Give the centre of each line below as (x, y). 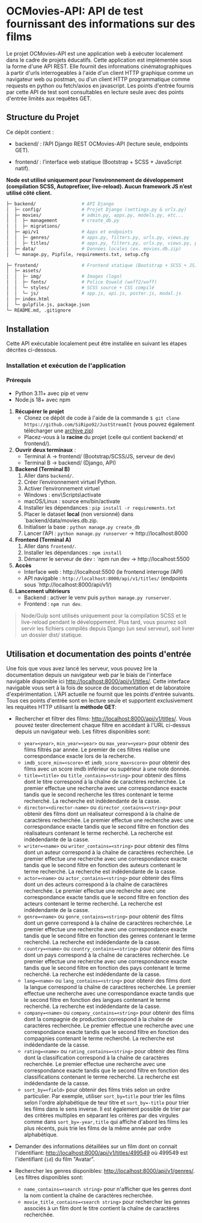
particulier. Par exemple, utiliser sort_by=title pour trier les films (104, 1096)
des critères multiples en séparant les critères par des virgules (101, 1115)
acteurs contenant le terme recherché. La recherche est (93, 904)
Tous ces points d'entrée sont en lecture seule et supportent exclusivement (99, 701)
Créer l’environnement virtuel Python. (70, 482)
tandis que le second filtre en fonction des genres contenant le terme (109, 936)
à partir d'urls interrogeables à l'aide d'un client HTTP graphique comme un (100, 72)
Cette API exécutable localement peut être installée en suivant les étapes (97, 344)
